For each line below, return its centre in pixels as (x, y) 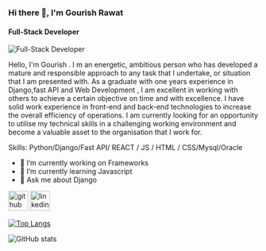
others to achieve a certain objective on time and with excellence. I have (126, 98)
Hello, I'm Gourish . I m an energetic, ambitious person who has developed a (133, 65)
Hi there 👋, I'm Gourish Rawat (66, 13)
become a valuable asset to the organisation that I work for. (105, 132)
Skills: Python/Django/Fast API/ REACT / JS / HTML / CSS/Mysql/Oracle (125, 148)
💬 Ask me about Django (58, 180)
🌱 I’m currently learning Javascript (76, 172)
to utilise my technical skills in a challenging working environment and (122, 124)
